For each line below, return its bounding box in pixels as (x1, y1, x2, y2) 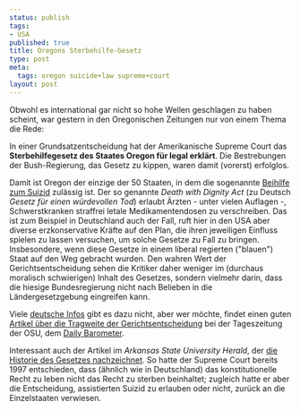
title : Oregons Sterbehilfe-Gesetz (9, 47, 142, 56)
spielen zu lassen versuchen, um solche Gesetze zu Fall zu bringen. (9, 234, 260, 244)
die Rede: (9, 123, 45, 134)
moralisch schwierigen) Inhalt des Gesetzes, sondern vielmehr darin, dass (9, 272, 283, 283)
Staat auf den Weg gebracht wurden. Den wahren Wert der (9, 252, 227, 264)
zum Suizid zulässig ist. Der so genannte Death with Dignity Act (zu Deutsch (9, 186, 291, 197)
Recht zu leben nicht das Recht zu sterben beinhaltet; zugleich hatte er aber (9, 373, 290, 384)
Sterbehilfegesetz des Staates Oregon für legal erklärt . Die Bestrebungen (9, 149, 287, 161)
